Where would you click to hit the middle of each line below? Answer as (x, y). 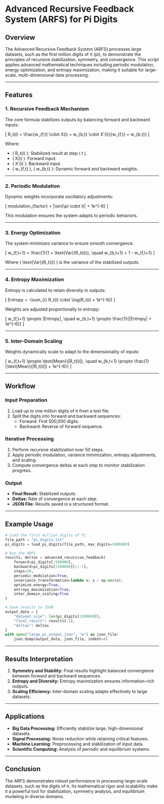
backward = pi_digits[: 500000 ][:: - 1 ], (51, 567)
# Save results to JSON (29, 607)
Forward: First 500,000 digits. (49, 421)
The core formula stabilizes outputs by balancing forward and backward (78, 119)
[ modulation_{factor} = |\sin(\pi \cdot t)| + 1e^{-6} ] (57, 206)
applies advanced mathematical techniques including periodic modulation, (80, 65)
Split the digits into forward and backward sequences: (66, 416)
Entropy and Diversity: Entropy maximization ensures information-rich (83, 681)
